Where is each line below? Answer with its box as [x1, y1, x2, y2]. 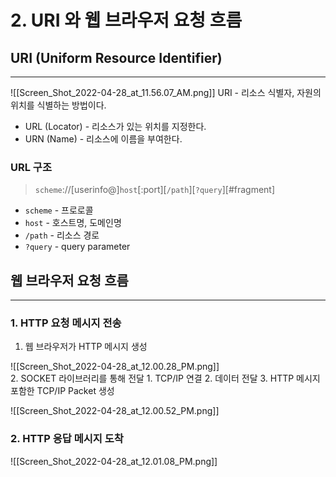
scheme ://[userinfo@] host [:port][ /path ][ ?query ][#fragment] [34, 184, 276, 196]
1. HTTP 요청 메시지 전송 [10, 316, 122, 330]
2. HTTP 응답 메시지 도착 [10, 432, 124, 446]
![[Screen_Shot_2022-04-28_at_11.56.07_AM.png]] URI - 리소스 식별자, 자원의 [10, 87, 322, 98]
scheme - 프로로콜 [24, 204, 94, 216]
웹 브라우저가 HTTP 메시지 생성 [24, 341, 148, 353]
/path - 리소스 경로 [24, 229, 100, 241]
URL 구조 [10, 160, 52, 174]
